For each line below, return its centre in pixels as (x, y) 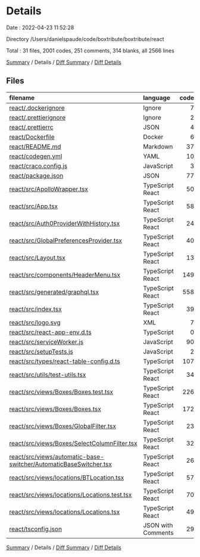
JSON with (158, 525)
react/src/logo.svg (35, 322)
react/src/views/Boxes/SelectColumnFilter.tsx (73, 443)
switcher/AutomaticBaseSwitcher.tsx (60, 464)
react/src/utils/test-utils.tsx (48, 375)
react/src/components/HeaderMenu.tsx (65, 274)
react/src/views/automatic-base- (57, 456)
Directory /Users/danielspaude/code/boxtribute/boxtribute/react (85, 39)
